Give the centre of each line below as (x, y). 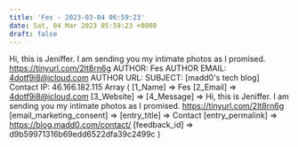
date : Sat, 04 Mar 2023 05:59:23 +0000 (83, 26)
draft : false (33, 34)
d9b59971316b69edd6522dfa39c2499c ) (85, 135)
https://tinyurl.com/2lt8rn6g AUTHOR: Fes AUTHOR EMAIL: (118, 68)
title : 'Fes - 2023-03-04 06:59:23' (77, 17)
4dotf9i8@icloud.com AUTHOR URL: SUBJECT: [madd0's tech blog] (134, 78)
